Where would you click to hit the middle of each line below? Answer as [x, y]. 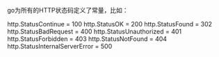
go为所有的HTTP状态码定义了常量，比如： [68, 10]
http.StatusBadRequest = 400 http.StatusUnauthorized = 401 [95, 31]
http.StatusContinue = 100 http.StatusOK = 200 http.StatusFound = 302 [110, 24]
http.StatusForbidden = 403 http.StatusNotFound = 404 [87, 39]
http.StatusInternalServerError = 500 [60, 46]
